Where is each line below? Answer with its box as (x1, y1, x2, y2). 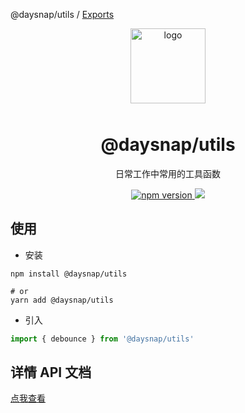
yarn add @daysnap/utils (10, 295, 114, 305)
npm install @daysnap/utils (10, 269, 128, 279)
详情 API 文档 (10, 364, 92, 381)
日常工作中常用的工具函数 (115, 167, 221, 179)
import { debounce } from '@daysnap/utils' (10, 334, 195, 344)
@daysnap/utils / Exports (10, 9, 115, 20)
